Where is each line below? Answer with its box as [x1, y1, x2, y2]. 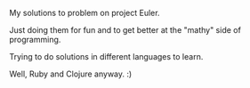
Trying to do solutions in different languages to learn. [9, 52, 204, 61]
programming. [9, 35, 61, 44]
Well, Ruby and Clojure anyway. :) [9, 68, 133, 79]
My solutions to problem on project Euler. [9, 8, 160, 18]
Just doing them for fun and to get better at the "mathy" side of [9, 25, 242, 35]
